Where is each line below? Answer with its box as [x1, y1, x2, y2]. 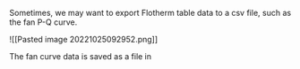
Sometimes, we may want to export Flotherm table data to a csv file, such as [9, 8, 292, 18]
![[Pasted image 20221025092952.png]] [9, 34, 159, 44]
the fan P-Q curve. [9, 17, 78, 27]
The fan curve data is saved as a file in [9, 51, 152, 61]
